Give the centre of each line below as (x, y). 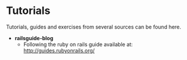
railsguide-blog (34, 38)
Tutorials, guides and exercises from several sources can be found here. (93, 27)
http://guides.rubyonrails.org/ (59, 50)
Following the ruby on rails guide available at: (78, 44)
